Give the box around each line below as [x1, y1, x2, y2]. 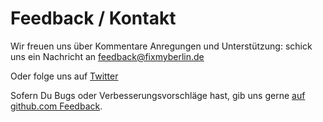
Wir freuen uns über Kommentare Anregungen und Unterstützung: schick [10, 40, 313, 52]
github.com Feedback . [10, 100, 103, 112]
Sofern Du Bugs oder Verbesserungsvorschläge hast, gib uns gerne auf [10, 89, 306, 101]
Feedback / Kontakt [10, 7, 177, 30]
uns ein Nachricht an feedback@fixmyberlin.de [10, 50, 205, 62]
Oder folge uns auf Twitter [10, 70, 119, 82]
